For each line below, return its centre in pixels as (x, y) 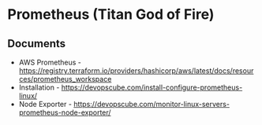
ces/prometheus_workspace (65, 79)
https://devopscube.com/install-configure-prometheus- (152, 87)
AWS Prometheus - (50, 62)
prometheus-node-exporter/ (65, 112)
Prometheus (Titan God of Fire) (111, 15)
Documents (37, 44)
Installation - (39, 87)
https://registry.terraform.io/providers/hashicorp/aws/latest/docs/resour (136, 71)
